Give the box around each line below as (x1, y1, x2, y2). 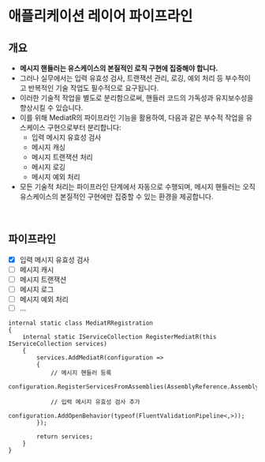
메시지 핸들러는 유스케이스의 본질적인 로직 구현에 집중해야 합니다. (19, 64, 218, 73)
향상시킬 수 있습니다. (19, 103, 84, 112)
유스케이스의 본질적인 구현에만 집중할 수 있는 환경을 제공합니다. (19, 192, 215, 201)
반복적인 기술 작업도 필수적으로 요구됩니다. (28, 84, 159, 92)
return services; (36, 433, 93, 441)
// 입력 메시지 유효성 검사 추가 (50, 398, 140, 407)
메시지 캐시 (19, 265, 54, 274)
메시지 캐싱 (31, 143, 65, 152)
